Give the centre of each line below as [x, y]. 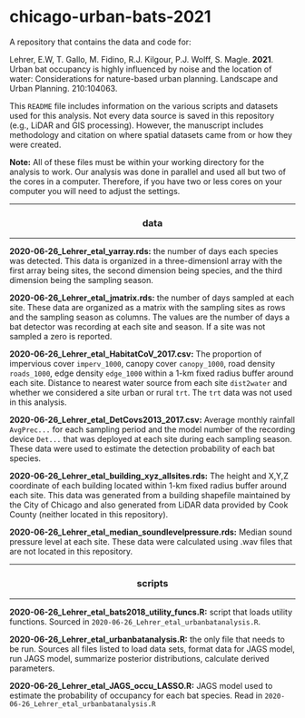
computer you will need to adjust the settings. [95, 191]
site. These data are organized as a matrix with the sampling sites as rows [148, 308]
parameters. [32, 668]
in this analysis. [38, 402]
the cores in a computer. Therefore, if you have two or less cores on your [146, 181]
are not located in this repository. [71, 552]
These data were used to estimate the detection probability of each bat [142, 449]
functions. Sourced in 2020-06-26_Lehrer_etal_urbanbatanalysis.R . [135, 621]
